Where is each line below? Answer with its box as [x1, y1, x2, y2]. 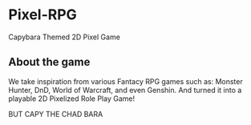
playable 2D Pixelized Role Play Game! [8, 94, 135, 103]
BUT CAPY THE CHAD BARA [8, 109, 103, 119]
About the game [8, 55, 91, 69]
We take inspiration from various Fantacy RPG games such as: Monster [8, 76, 243, 86]
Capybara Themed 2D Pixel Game [8, 32, 120, 42]
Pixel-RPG [8, 6, 78, 24]
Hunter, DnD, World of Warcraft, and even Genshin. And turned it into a [8, 85, 242, 95]
